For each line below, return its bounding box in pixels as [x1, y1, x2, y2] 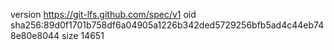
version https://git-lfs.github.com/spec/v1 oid [10, 9, 197, 20]
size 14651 [61, 30, 105, 41]
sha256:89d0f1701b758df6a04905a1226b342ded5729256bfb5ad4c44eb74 [10, 19, 325, 31]
